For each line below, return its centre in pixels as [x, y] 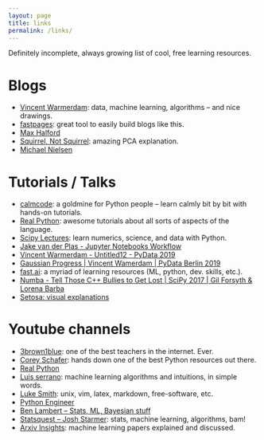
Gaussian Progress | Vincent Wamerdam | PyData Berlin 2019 [120, 263]
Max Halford [40, 133]
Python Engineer [47, 403]
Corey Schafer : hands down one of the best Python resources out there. [138, 360]
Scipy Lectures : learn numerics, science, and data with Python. [123, 238]
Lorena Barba [42, 289]
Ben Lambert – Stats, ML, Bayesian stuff [85, 411]
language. [36, 230]
